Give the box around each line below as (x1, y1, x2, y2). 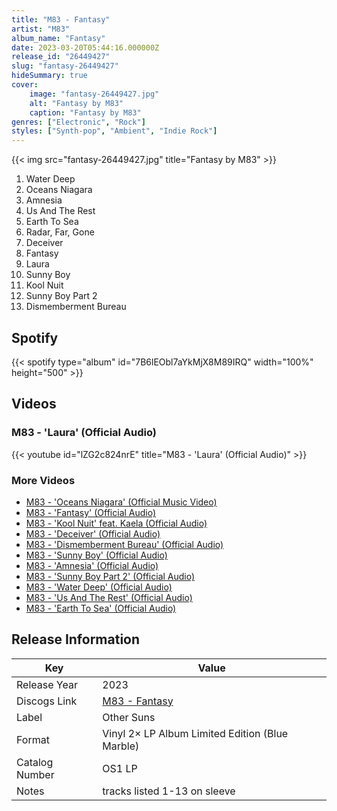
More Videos (11, 473, 76, 487)
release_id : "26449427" (11, 52, 111, 62)
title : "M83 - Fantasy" (11, 14, 111, 25)
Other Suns (102, 710, 156, 724)
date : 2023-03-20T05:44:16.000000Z (11, 42, 160, 53)
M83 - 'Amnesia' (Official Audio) (25, 559, 159, 571)
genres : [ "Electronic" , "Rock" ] (11, 117, 146, 127)
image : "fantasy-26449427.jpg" (29, 89, 160, 99)
